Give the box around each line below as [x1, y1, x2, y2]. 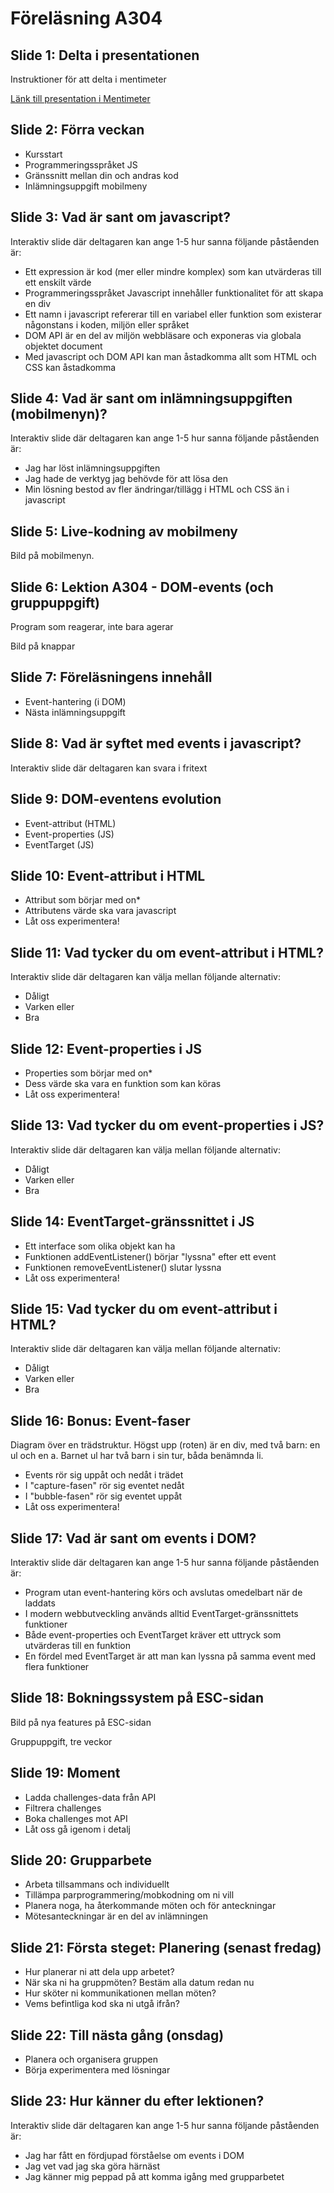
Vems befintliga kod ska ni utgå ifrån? [24, 1998, 180, 2010]
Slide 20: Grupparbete [10, 1852, 153, 1869]
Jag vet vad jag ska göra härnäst [24, 2160, 161, 2172]
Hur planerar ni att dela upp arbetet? [24, 1966, 175, 1978]
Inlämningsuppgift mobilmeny [24, 180, 148, 192]
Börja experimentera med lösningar [24, 2064, 171, 2076]
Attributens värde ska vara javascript [24, 905, 177, 917]
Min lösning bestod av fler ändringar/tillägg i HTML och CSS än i [24, 483, 290, 496]
